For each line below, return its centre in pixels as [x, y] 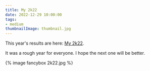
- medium [14, 24]
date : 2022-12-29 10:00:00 [34, 15]
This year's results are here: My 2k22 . [45, 43]
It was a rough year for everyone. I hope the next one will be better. [75, 53]
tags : [11, 19]
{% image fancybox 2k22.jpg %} [39, 63]
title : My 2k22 [21, 10]
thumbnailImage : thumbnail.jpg [38, 29]
